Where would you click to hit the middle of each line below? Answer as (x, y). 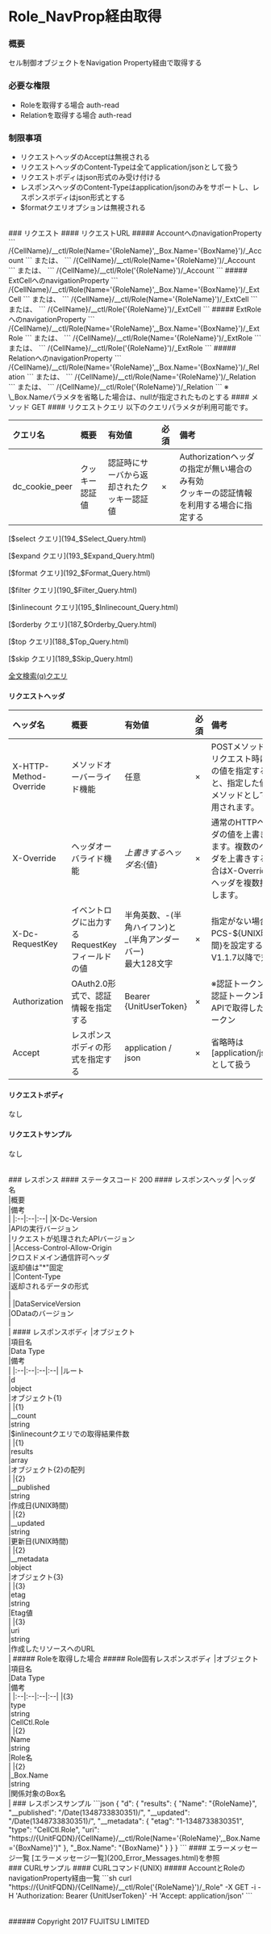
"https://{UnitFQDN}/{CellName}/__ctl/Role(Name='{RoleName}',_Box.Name (134, 1838)
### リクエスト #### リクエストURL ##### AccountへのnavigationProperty (135, 233)
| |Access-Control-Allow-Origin (60, 1247)
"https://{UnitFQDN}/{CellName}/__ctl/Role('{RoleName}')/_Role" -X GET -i (132, 1887)
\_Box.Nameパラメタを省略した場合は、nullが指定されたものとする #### (129, 397)
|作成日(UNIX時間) (39, 1505)
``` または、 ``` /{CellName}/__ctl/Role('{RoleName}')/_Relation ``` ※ (119, 387)
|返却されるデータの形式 (48, 1286)
